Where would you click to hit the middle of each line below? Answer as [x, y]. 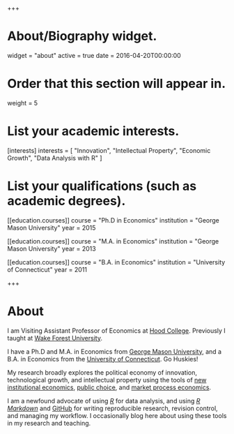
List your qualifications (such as [102, 186]
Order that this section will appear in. [117, 84]
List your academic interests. [93, 132]
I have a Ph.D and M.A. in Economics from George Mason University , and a [114, 351]
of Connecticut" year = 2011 [47, 269]
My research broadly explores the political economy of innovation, [102, 372]
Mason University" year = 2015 [52, 227]
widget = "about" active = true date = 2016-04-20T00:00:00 [94, 55]
